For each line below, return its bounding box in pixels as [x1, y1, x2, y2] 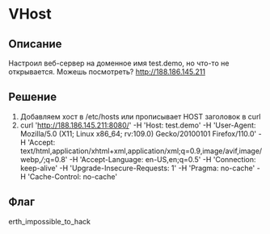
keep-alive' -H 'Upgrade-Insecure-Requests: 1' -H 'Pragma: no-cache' [19, 163, 255, 173]
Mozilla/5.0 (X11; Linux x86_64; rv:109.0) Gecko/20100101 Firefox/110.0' [19, 128, 257, 138]
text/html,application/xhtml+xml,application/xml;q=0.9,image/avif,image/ [19, 146, 263, 156]
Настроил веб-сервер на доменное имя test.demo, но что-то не [8, 58, 230, 68]
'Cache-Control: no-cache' [27, 171, 118, 182]
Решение [8, 90, 57, 104]
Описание [8, 37, 62, 51]
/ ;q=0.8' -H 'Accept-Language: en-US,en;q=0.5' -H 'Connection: [40, 154, 256, 164]
